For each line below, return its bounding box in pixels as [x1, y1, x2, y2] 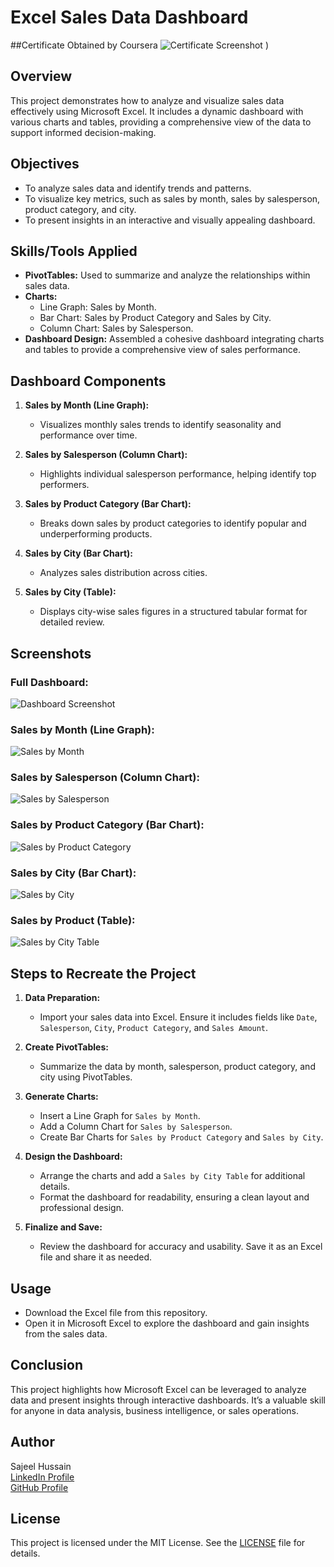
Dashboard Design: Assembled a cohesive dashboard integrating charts [24, 333, 325, 345]
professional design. [39, 1202, 124, 1214]
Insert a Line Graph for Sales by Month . [39, 1110, 201, 1122]
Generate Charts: [24, 1091, 99, 1103]
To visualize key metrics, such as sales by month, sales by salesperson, [24, 192, 321, 205]
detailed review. [39, 616, 105, 628]
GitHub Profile [10, 1481, 69, 1493]
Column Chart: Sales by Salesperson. [39, 322, 194, 335]
